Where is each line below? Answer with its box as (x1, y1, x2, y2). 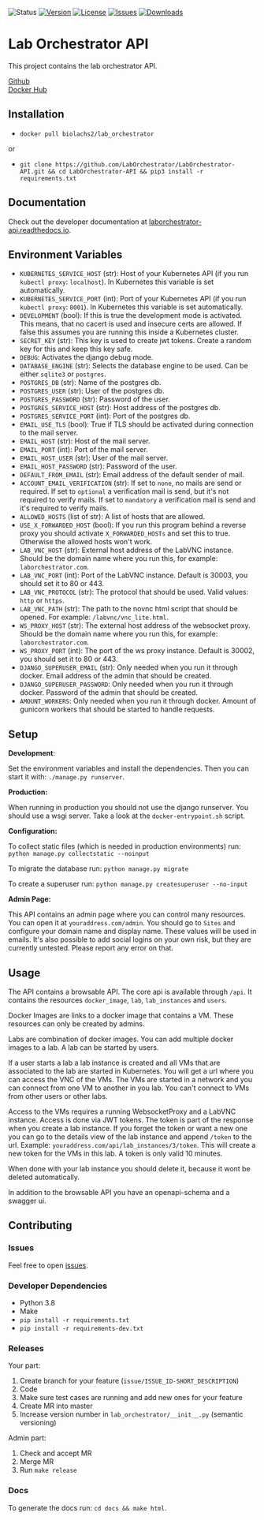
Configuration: (8, 827, 58, 836)
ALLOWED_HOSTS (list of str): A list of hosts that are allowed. (19, 512, 206, 521)
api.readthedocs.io (8, 225, 69, 234)
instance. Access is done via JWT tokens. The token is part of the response (8, 1115, 254, 1124)
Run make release (19, 1466, 77, 1475)
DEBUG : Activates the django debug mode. (19, 353, 154, 362)
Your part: (8, 1361, 41, 1370)
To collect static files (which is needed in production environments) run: (8, 842, 242, 851)
